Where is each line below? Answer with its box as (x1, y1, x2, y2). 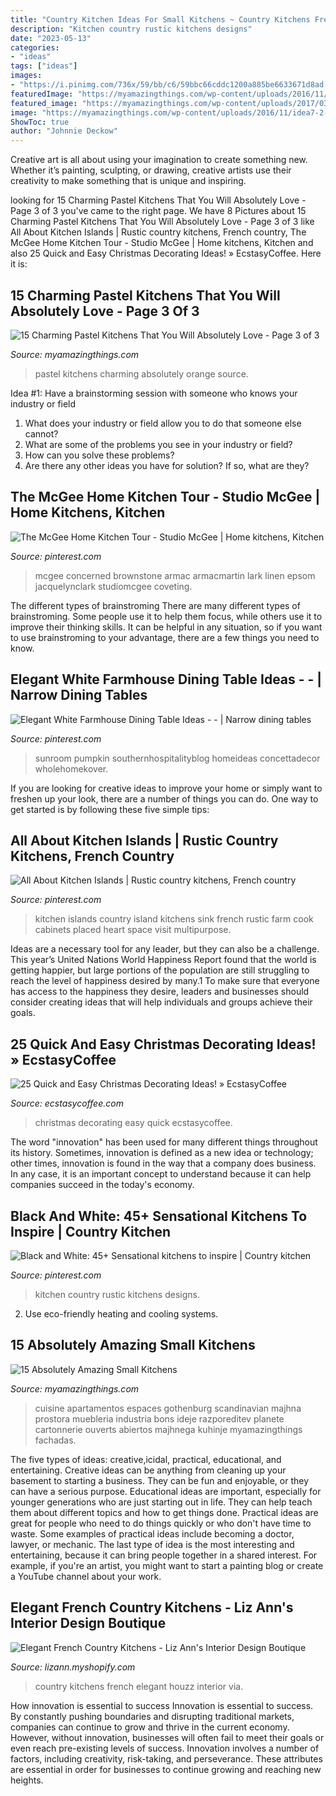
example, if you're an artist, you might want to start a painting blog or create (10, 1559, 324, 1571)
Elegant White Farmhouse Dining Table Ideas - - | (10, 671, 323, 688)
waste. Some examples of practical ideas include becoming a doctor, (10, 1527, 295, 1540)
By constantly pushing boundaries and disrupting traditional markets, (10, 1710, 295, 1722)
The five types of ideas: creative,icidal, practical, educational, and (10, 1453, 282, 1465)
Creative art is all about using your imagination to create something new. (10, 154, 308, 166)
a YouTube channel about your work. (10, 1570, 162, 1582)
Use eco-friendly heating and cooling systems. (24, 1308, 219, 1320)
